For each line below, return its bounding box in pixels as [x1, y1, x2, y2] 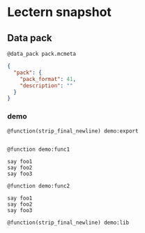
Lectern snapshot [7, 4, 112, 20]
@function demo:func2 [7, 182, 70, 189]
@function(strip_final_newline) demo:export [7, 127, 139, 135]
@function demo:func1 [7, 146, 70, 153]
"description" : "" [20, 82, 73, 89]
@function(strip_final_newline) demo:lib [7, 219, 130, 226]
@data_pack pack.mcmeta [7, 50, 77, 57]
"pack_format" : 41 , [20, 75, 77, 82]
